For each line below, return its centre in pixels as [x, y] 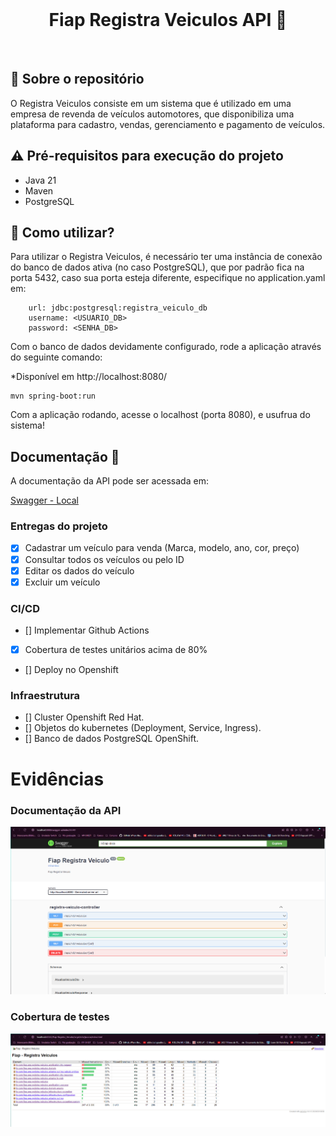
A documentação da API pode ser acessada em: [109, 481]
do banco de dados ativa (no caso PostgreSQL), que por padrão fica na [157, 267]
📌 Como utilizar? [62, 232]
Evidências [57, 779]
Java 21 [40, 180]
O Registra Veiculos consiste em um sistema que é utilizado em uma [151, 103]
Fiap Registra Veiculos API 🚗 [168, 20]
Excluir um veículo [62, 582]
